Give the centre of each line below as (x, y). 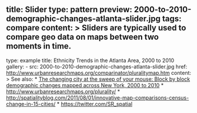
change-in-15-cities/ (31, 104)
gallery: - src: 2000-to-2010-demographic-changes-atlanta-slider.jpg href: (97, 66)
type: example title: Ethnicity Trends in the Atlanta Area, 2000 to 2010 (90, 60)
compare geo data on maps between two (82, 37)
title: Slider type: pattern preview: (69, 10)
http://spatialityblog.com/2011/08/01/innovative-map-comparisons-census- (98, 97)
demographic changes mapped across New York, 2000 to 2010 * (85, 85)
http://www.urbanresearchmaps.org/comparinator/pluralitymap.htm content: (99, 73)
